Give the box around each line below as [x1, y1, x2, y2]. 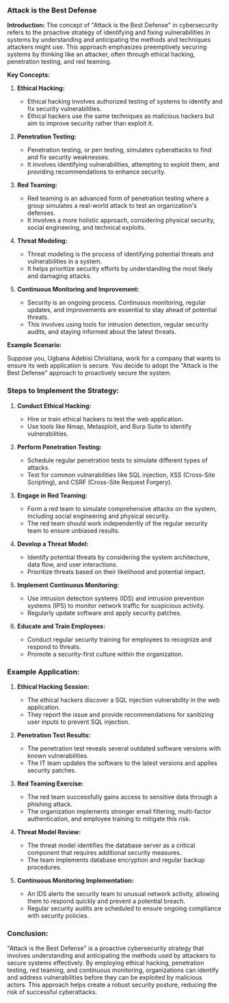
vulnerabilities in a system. [27, 257, 103, 265]
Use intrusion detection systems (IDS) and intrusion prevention [27, 594, 204, 602]
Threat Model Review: [16, 827, 81, 836]
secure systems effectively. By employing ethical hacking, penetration [7, 959, 204, 967]
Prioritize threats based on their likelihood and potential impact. [27, 567, 206, 576]
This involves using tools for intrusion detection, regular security [27, 320, 208, 329]
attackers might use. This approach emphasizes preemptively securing [7, 43, 207, 51]
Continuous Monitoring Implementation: [16, 876, 135, 884]
